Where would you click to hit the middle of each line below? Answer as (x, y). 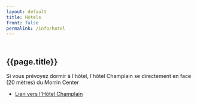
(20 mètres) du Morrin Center (43, 82)
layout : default (26, 12)
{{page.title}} (32, 62)
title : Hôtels (24, 17)
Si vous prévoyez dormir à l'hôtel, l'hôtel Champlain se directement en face (99, 76)
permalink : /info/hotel (36, 28)
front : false (22, 23)
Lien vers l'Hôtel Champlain (49, 94)
